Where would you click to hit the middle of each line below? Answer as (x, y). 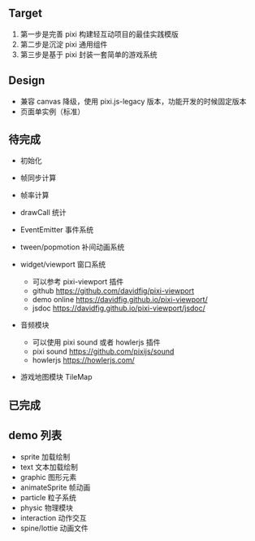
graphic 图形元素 (48, 477)
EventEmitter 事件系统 (57, 230)
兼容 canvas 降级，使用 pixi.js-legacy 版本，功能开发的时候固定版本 (133, 101)
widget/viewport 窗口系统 (63, 265)
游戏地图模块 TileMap (56, 377)
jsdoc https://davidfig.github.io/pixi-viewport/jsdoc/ (119, 308)
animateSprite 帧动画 (55, 487)
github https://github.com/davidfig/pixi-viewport (113, 291)
